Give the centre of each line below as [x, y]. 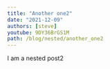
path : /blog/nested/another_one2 [55, 39]
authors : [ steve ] [32, 26]
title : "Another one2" [40, 13]
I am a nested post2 [35, 58]
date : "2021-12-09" [35, 20]
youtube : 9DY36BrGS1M [38, 32]
